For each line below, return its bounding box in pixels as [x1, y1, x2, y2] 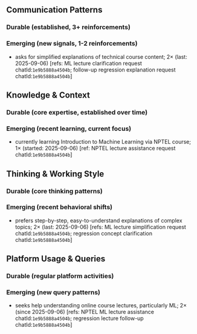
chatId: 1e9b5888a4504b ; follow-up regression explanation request [15, 66, 176, 73]
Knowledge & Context [6, 90, 91, 100]
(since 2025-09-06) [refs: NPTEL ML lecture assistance [15, 309, 154, 316]
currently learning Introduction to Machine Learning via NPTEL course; [15, 138, 192, 145]
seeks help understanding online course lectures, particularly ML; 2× [15, 302, 187, 309]
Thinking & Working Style [6, 169, 105, 179]
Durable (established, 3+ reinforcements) [6, 23, 131, 32]
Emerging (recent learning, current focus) [6, 124, 132, 133]
